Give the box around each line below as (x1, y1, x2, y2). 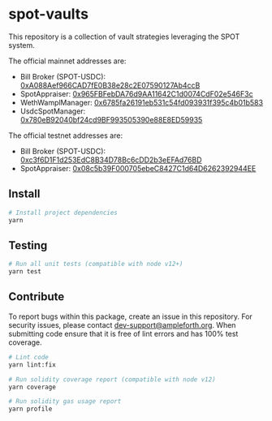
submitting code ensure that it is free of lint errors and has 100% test (8, 329, 239, 338)
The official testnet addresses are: (8, 131, 123, 140)
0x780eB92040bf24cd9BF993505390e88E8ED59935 (19, 114, 203, 124)
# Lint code (8, 353, 49, 361)
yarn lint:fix (8, 360, 57, 369)
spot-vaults (8, 5, 89, 24)
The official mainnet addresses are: (8, 56, 127, 66)
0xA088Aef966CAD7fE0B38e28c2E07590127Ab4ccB (19, 80, 201, 90)
